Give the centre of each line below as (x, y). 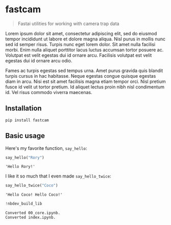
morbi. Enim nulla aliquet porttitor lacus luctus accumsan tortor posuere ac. (84, 50)
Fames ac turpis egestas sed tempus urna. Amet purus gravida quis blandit (84, 71)
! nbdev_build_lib (24, 204)
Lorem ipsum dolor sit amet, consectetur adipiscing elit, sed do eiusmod (81, 33)
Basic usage (25, 136)
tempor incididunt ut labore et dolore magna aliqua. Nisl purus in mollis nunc (86, 39)
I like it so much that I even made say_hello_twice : (58, 176)
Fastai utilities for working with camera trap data (68, 24)
